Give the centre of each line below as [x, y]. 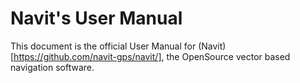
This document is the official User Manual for [103, 46]
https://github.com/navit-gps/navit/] [87, 56]
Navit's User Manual [96, 18]
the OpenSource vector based [228, 56]
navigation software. [52, 67]
